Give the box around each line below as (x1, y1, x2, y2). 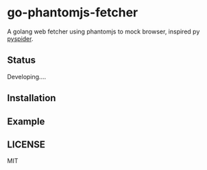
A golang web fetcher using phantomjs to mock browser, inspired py (7, 27, 200, 36)
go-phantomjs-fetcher (7, 5, 138, 20)
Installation (7, 92, 56, 104)
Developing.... (7, 72, 47, 81)
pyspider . (7, 34, 34, 42)
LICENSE (7, 139, 46, 150)
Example (7, 115, 45, 127)
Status (7, 55, 36, 66)
